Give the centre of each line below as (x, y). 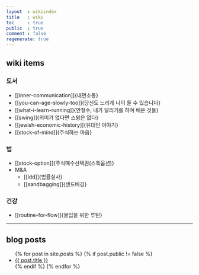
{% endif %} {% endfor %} (47, 267)
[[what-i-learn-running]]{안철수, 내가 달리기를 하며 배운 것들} (86, 110)
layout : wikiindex (32, 12)
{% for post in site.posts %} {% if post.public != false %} (84, 254)
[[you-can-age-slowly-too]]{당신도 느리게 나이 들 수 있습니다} (88, 103)
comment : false (26, 34)
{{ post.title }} (31, 260)
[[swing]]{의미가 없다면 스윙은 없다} (57, 117)
